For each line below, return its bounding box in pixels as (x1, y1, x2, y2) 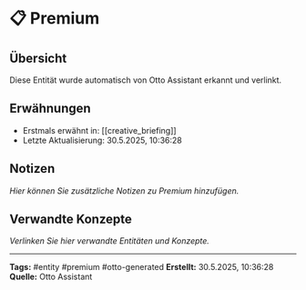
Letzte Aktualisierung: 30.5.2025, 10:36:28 (22, 135, 182, 145)
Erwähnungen (9, 101, 91, 116)
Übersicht (9, 50, 67, 65)
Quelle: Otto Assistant (9, 271, 93, 283)
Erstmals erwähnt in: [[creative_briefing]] (22, 125, 177, 135)
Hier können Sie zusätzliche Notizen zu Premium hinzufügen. (9, 185, 240, 196)
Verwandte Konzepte (9, 212, 132, 227)
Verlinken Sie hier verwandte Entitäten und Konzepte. (9, 235, 209, 246)
